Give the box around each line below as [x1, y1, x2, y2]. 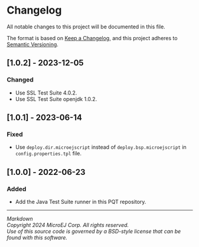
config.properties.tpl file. [15, 150, 82, 157]
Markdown [6, 215, 33, 222]
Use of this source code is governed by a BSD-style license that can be [6, 228, 181, 235]
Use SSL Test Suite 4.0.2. [15, 89, 77, 96]
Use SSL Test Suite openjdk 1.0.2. [15, 95, 97, 102]
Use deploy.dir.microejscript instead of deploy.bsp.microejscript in [15, 144, 187, 151]
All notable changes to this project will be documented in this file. [6, 23, 166, 30]
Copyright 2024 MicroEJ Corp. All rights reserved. [6, 222, 129, 228]
